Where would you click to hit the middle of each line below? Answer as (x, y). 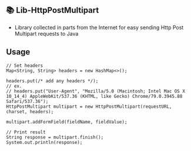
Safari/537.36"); (27, 101)
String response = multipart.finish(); (55, 137)
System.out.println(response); (44, 142)
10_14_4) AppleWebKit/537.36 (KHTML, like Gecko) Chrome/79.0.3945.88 (94, 96)
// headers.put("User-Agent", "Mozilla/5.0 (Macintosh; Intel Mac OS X (95, 91)
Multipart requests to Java (46, 33)
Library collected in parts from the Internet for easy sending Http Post (99, 27)
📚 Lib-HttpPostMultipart (53, 10)
